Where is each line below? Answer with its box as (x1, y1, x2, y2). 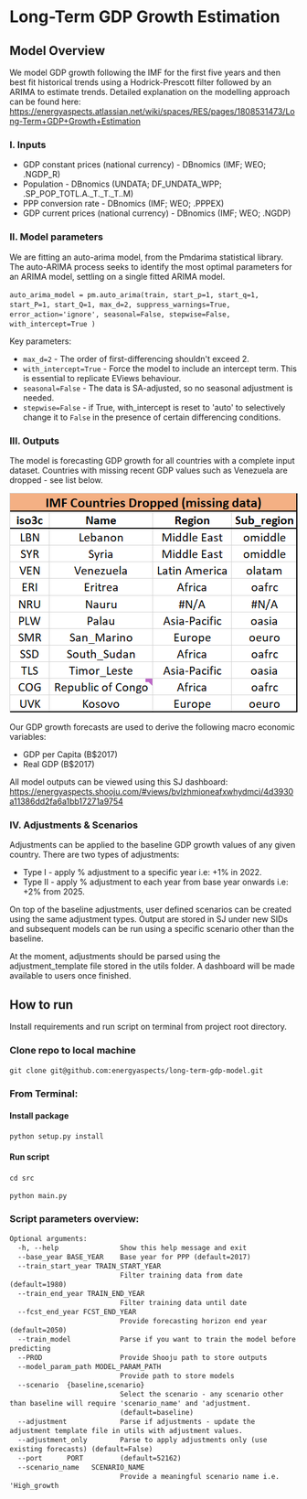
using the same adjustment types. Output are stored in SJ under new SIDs (9, 914, 289, 925)
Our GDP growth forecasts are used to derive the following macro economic (9, 721, 295, 733)
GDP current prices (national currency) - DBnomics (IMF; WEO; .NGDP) (22, 208, 291, 219)
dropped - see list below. (9, 474, 103, 486)
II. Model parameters (9, 230, 103, 243)
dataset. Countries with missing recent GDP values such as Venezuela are (9, 465, 288, 476)
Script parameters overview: (9, 1212, 140, 1225)
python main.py (9, 1191, 68, 1200)
